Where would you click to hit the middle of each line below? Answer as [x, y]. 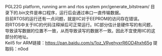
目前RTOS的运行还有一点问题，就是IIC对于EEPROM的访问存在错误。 [73, 19]
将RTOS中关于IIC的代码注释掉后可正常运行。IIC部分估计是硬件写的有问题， [80, 25]
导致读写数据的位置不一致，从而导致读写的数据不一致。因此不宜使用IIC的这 [80, 31]
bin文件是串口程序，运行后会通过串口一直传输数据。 [71, 13]
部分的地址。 [18, 37]
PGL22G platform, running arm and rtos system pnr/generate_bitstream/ [77, 7]
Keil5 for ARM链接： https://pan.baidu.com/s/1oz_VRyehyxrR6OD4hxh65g [79, 43]
